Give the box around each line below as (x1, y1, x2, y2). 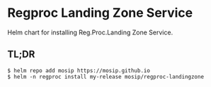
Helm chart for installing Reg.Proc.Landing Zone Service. (7, 28, 173, 36)
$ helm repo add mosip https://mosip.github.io (7, 67, 151, 74)
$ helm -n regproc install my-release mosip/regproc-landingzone (7, 73, 204, 80)
